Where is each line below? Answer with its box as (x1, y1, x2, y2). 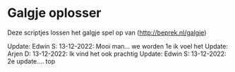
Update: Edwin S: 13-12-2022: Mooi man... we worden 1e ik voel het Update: (7, 42, 228, 50)
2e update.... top (7, 56, 56, 65)
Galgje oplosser (7, 5, 102, 21)
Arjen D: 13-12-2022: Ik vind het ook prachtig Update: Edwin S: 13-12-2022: (7, 49, 227, 58)
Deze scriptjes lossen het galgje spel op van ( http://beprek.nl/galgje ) (7, 28, 207, 37)
